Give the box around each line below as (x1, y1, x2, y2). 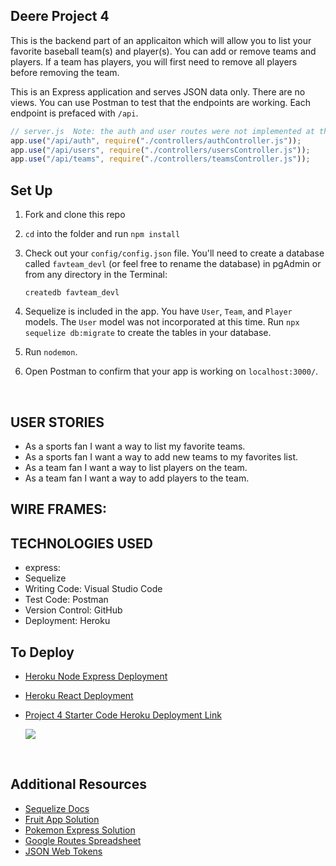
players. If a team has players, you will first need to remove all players (10, 55, 298, 68)
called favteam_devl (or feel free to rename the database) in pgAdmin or (24, 258, 322, 270)
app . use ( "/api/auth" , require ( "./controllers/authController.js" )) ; (10, 135, 302, 146)
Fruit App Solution (24, 813, 100, 825)
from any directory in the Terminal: (24, 269, 168, 281)
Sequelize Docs (24, 802, 90, 814)
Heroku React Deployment (24, 689, 134, 701)
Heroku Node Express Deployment (24, 670, 168, 682)
